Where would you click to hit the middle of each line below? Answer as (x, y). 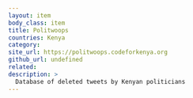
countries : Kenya (37, 38)
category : (25, 45)
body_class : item (37, 23)
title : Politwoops (38, 30)
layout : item (30, 15)
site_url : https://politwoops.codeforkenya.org (88, 52)
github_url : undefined (45, 60)
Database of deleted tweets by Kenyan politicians (100, 81)
